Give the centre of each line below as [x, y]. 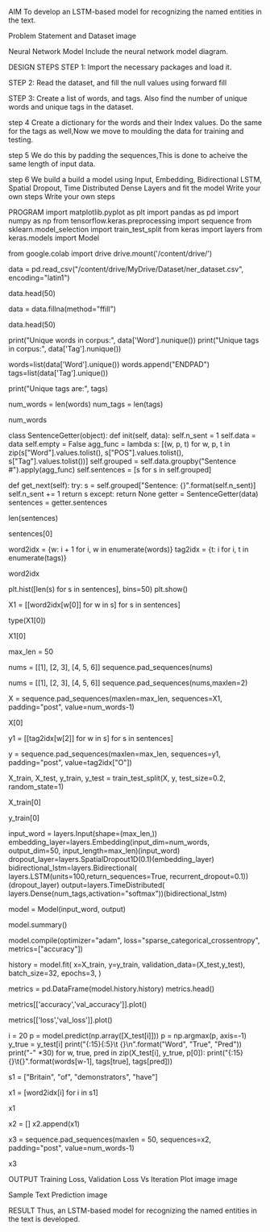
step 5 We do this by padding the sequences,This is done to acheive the [128, 155]
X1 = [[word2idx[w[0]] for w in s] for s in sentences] [95, 605]
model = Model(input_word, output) [67, 909]
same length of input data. [52, 164]
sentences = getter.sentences [58, 502]
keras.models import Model [54, 238]
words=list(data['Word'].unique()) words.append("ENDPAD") [109, 364]
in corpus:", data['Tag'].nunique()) [65, 349]
